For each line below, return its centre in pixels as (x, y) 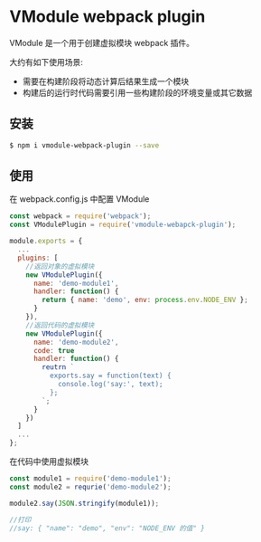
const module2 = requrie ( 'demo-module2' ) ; (90, 487)
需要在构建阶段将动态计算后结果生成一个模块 (106, 81)
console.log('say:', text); (111, 385)
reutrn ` (58, 367)
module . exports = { (46, 242)
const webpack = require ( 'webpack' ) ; (80, 216)
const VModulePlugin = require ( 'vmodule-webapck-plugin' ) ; (123, 225)
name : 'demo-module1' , (76, 283)
